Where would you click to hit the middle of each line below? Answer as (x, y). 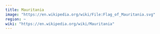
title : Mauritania (25, 10)
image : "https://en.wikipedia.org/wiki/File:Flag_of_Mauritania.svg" (81, 14)
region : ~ (16, 19)
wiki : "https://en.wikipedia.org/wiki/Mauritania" (60, 24)
